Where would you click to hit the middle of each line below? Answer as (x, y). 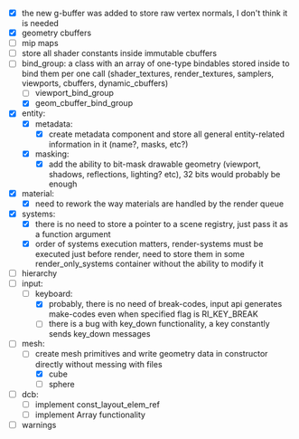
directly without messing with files (99, 364)
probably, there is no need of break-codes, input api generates (165, 304)
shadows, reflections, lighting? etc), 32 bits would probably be (164, 174)
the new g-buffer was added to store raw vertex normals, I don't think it (154, 13)
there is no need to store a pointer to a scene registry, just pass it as (161, 224)
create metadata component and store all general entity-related (167, 134)
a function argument (73, 234)
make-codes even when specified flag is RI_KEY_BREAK (153, 314)
